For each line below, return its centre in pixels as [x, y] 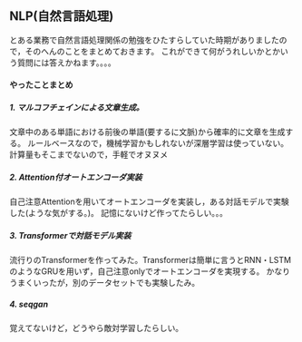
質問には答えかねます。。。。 [66, 63]
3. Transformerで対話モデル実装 [70, 235]
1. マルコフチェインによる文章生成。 [77, 107]
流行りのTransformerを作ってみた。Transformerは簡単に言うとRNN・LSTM [151, 260]
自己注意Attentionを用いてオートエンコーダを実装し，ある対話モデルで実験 [150, 201]
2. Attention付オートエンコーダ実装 [76, 177]
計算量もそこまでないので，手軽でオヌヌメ [89, 155]
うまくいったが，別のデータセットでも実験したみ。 [105, 283]
